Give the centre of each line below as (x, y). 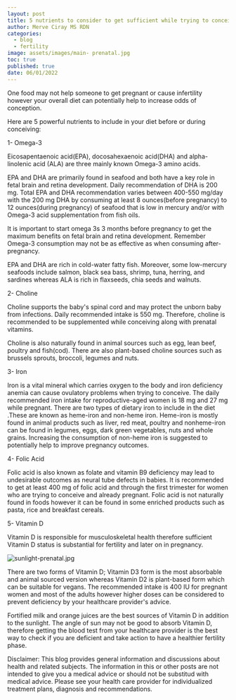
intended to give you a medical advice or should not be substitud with (108, 674)
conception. (25, 108)
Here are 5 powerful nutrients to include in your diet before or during (106, 121)
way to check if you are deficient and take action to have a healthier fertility (116, 637)
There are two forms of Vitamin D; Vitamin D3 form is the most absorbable (115, 572)
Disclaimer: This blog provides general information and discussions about (113, 658)
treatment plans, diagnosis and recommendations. (80, 689)
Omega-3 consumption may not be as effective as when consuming (105, 243)
